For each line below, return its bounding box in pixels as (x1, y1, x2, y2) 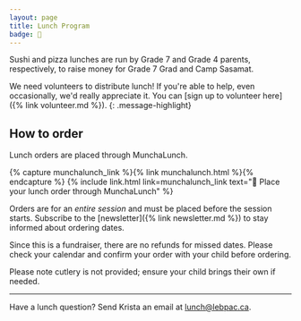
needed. (9, 276, 40, 287)
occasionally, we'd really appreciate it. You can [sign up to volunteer (9, 90, 262, 101)
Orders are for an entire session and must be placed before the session (9, 203, 272, 215)
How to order (9, 126, 83, 141)
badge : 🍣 (9, 30, 42, 38)
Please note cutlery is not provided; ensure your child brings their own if (9, 266, 276, 277)
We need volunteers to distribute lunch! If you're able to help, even (9, 81, 255, 92)
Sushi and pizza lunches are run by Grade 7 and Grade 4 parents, (9, 55, 251, 65)
